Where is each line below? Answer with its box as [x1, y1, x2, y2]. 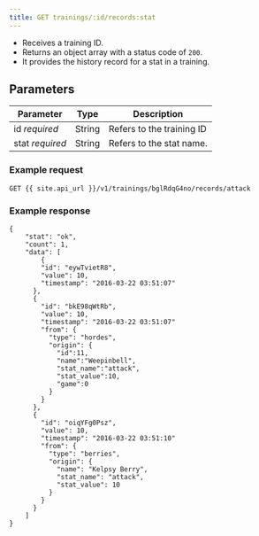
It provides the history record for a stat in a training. [21, 56, 210, 66]
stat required [13, 137, 67, 150]
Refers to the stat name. [109, 137, 208, 150]
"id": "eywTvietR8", [41, 263, 117, 273]
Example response [9, 205, 91, 217]
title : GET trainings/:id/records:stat [9, 12, 156, 22]
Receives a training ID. [21, 37, 104, 48]
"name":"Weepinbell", [56, 356, 137, 366]
